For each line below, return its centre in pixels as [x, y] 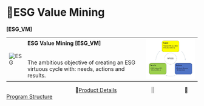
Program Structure [29, 97]
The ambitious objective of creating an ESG [81, 62]
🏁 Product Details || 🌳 [131, 90]
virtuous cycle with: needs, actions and [76, 69]
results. [36, 76]
